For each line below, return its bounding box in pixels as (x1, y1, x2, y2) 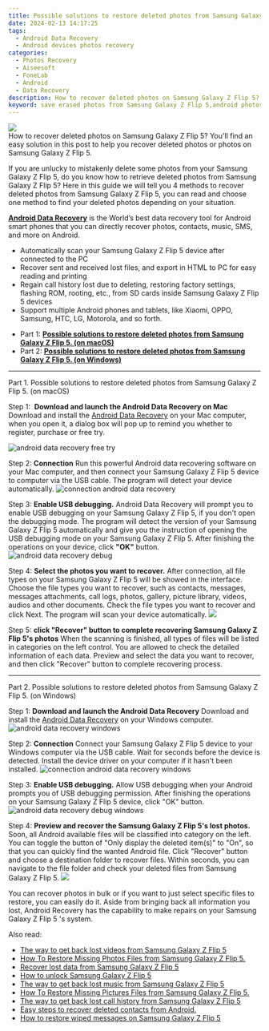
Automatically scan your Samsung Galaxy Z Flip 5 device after (19, 246, 225, 256)
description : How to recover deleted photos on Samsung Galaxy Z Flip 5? (8, 94, 260, 102)
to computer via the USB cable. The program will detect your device (8, 476, 232, 485)
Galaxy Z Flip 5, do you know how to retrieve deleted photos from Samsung (8, 172, 257, 182)
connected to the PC (19, 254, 88, 264)
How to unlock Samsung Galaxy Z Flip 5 (19, 971, 152, 981)
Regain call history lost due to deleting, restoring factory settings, (19, 280, 236, 289)
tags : (8, 26, 26, 34)
